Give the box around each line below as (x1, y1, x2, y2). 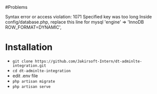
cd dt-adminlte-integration (12, 68, 71, 73)
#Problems (5, 4, 28, 10)
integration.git (12, 63, 46, 68)
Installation (5, 42, 53, 53)
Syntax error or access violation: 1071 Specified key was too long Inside (5, 14, 152, 19)
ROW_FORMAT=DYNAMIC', (5, 24, 62, 30)
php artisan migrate (12, 79, 55, 84)
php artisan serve (12, 84, 51, 89)
